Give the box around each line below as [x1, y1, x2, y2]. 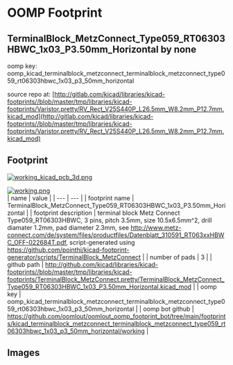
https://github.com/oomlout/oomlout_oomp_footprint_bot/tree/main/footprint [7, 311, 226, 321]
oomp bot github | [143, 305, 194, 313]
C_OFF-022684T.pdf [7, 238, 67, 246]
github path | [7, 260, 44, 268]
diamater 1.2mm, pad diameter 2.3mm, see [7, 223, 130, 232]
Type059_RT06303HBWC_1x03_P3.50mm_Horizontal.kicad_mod [7, 282, 192, 291]
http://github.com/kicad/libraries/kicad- [44, 260, 158, 268]
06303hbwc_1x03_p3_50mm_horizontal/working [7, 327, 146, 335]
